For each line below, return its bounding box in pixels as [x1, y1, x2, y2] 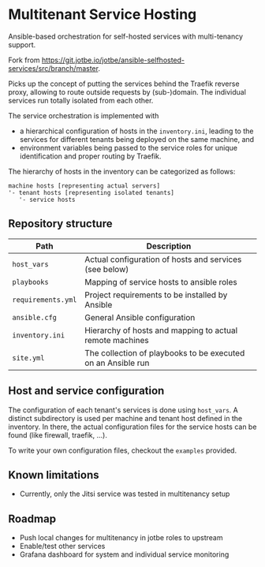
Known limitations [8, 468, 99, 482]
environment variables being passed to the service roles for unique [19, 143, 238, 152]
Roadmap [8, 512, 57, 525]
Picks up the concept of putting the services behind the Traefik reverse [8, 79, 240, 88]
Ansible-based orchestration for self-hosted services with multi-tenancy [8, 32, 243, 41]
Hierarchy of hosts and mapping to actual [84, 325, 238, 336]
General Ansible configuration [84, 311, 196, 323]
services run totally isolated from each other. [8, 95, 154, 105]
